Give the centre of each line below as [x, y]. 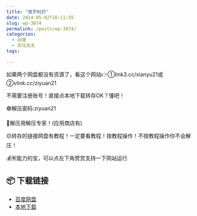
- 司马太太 [23, 46]
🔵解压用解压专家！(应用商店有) [44, 123]
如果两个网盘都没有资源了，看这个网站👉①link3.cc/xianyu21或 [85, 74]
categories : [21, 34]
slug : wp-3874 [24, 23]
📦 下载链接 [28, 181]
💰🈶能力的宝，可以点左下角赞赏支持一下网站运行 [67, 158]
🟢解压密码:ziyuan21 [31, 108]
